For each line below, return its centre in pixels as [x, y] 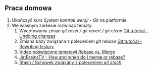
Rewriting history [36, 46]
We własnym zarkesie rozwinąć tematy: [52, 25]
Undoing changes [37, 36]
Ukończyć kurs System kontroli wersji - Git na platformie [69, 20]
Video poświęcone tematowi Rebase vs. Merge [67, 52]
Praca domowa [28, 8]
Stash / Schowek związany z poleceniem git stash [70, 62]
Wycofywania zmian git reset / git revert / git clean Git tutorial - [83, 31]
